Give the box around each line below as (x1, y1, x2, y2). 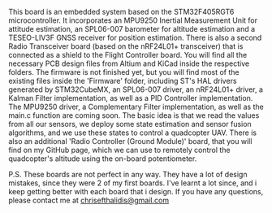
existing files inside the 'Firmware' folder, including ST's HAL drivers (8, 76, 237, 85)
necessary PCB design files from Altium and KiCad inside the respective (8, 59, 250, 68)
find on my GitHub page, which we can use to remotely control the (8, 146, 231, 154)
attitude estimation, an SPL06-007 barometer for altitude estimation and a (8, 24, 256, 33)
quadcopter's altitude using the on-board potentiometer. (8, 154, 197, 163)
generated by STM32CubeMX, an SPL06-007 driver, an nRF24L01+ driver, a (8, 85, 264, 94)
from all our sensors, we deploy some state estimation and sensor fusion (8, 120, 252, 128)
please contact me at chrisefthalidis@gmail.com (8, 195, 169, 205)
